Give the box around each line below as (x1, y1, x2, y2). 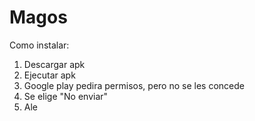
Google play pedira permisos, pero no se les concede (23, 79, 245, 91)
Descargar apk (23, 58, 86, 70)
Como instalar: (9, 39, 70, 51)
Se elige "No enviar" (23, 90, 109, 102)
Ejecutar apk (23, 69, 76, 81)
